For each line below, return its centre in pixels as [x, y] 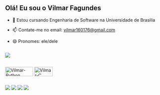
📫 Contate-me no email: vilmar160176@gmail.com [64, 30]
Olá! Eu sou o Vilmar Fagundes [53, 8]
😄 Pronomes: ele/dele [35, 41]
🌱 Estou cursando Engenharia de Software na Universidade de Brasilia [84, 20]
